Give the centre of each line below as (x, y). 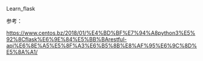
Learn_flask (21, 9)
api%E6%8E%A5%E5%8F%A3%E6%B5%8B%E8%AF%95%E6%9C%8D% (102, 45)
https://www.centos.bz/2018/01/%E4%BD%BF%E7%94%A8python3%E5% (101, 33)
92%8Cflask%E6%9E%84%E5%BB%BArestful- (67, 39)
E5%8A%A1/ (22, 52)
